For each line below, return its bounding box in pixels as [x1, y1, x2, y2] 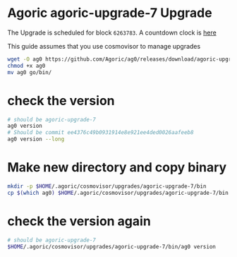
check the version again [7, 213, 152, 229]
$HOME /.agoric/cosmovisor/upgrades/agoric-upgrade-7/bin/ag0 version [7, 243, 217, 250]
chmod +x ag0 [7, 62, 46, 69]
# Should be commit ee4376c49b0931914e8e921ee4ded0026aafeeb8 [7, 129, 194, 136]
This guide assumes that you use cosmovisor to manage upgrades [7, 42, 201, 50]
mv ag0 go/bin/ [7, 68, 52, 76]
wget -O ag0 [7, 55, 42, 63]
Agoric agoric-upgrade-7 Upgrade [7, 5, 213, 21]
